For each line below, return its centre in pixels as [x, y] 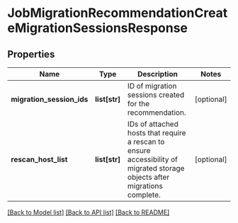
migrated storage [156, 168]
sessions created [156, 95]
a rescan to [146, 142]
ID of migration [152, 86]
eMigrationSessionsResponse [98, 28]
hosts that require [157, 133]
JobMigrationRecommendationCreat [118, 13]
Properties [31, 54]
